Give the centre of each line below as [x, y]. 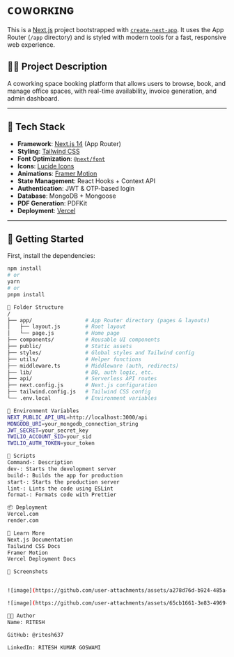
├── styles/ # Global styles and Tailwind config [101, 353]
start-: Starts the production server [63, 482]
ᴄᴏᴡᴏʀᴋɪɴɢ [41, 10]
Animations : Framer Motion [57, 173]
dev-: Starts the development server [62, 469]
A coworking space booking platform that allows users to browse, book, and [117, 83]
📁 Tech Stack [36, 127]
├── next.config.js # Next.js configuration [82, 385]
